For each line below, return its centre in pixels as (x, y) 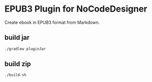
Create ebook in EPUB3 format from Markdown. (52, 22)
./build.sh (15, 75)
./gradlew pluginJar (25, 49)
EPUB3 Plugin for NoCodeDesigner (76, 9)
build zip (18, 64)
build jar (17, 38)
